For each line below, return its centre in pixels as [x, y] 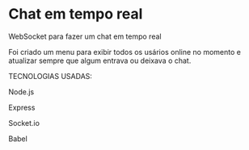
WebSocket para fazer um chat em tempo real [85, 36]
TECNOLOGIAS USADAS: [51, 76]
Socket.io [24, 123]
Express [22, 107]
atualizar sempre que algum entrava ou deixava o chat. [100, 60]
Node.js [21, 92]
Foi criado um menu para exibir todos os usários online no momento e [124, 52]
